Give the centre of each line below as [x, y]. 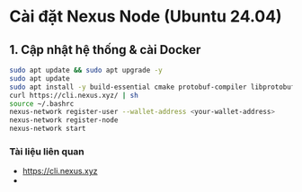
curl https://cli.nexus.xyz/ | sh [74, 95]
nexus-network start [48, 129]
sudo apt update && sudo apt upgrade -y [86, 70]
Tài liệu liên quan [47, 152]
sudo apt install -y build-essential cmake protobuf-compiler [128, 87]
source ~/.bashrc [42, 104]
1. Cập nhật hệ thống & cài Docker [105, 50]
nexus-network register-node [64, 120]
